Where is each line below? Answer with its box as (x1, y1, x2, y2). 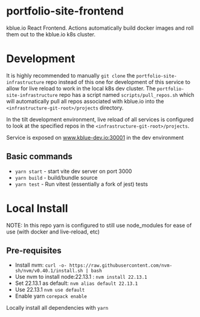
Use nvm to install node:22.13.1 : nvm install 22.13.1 (15, 273, 147, 281)
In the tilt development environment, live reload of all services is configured (6, 116, 194, 123)
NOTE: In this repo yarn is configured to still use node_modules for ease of (6, 221, 192, 229)
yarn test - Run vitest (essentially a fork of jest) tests (15, 180, 148, 188)
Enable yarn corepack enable (15, 292, 88, 300)
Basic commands (6, 151, 73, 162)
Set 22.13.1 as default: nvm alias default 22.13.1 (15, 279, 138, 287)
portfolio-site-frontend (6, 4, 124, 18)
